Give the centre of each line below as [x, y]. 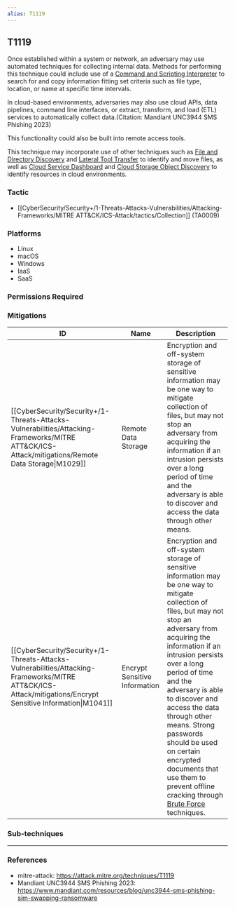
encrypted [184, 760]
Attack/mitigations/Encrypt [55, 694]
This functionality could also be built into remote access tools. [97, 138]
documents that [193, 769]
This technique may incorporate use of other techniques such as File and [113, 152]
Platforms [24, 234]
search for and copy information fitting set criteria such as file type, [104, 81]
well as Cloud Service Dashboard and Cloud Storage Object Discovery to [112, 167]
